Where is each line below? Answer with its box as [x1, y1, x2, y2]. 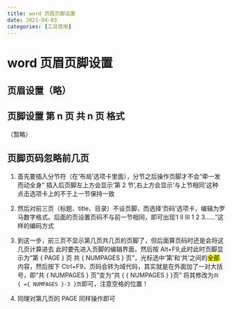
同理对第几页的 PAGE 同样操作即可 [17, 294, 116, 302]
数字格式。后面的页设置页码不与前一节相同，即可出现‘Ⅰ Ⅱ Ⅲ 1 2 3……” [23, 213, 218, 221]
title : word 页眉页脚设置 [7, 10, 76, 17]
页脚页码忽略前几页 [7, 152, 89, 164]
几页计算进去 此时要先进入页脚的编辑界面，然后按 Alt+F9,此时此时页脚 [17, 245, 218, 253]
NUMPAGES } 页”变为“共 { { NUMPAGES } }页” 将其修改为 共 [50, 271, 220, 279]
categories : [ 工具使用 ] [7, 23, 71, 30]
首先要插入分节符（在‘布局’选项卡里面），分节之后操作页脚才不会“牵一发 [17, 172, 221, 180]
